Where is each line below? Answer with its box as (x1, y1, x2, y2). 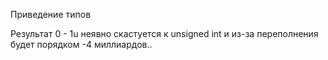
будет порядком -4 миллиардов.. (10, 39, 153, 50)
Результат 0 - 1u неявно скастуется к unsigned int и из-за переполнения (10, 28, 319, 39)
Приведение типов (10, 9, 92, 20)
